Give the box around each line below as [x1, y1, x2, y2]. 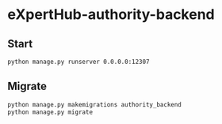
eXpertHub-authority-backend [7, 6, 215, 24]
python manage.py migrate [7, 108, 93, 116]
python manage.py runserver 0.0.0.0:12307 [7, 58, 150, 66]
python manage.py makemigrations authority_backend [7, 100, 182, 108]
